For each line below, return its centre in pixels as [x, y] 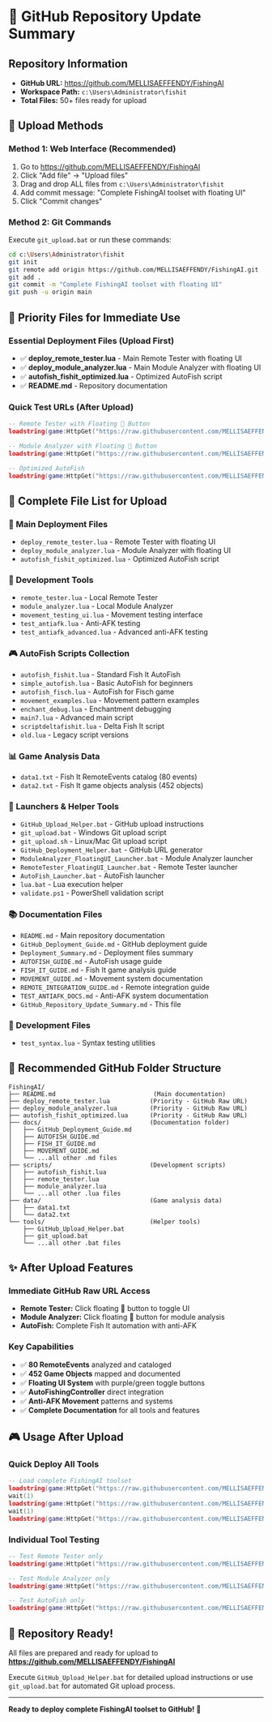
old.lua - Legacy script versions [74, 735]
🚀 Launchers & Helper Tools [64, 806]
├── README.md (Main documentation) [117, 1094]
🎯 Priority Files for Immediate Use [94, 317]
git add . [25, 277]
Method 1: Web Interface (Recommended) [92, 149]
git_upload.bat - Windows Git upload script [93, 833]
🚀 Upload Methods [56, 126]
